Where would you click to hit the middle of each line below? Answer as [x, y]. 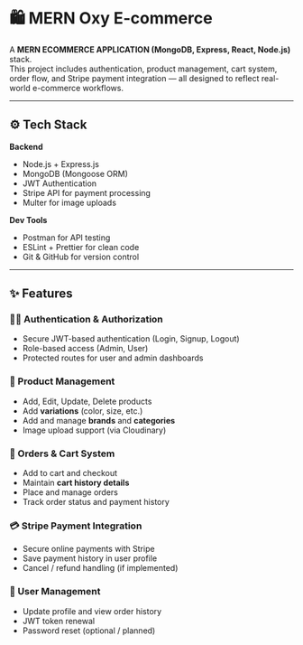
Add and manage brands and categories [99, 420]
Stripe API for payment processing [87, 192]
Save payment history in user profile [90, 558]
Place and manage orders [70, 492]
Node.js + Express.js [60, 164]
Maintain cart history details [76, 483]
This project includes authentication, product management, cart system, [143, 69]
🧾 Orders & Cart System [62, 453]
